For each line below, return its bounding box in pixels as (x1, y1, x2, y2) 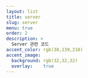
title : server (6, 14, 41, 20)
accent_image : (6, 52, 41, 58)
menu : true (6, 25, 33, 31)
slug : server (6, 19, 38, 25)
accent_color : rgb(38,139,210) (6, 47, 83, 53)
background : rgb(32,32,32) (11, 57, 78, 63)
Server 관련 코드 (11, 42, 49, 48)
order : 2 (6, 30, 28, 36)
